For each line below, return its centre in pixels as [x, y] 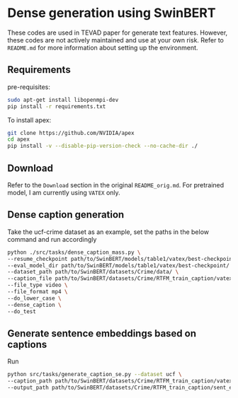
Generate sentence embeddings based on [102, 333]
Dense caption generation [66, 215]
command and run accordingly [52, 239]
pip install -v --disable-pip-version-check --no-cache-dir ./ [103, 146]
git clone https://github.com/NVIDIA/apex [71, 133]
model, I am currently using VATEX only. [64, 192]
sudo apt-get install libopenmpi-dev [63, 100]
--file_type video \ [38, 285]
